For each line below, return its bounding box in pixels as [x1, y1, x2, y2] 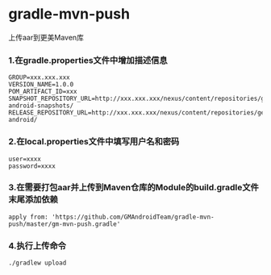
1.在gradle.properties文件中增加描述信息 [8, 54, 168, 65]
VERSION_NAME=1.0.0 [8, 81, 74, 89]
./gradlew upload [8, 259, 67, 267]
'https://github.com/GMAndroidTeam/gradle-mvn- [51, 213, 215, 221]
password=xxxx [8, 162, 56, 170]
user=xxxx [8, 155, 42, 163]
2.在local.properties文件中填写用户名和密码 [8, 136, 180, 148]
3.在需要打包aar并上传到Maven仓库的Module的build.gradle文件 [8, 182, 260, 194]
